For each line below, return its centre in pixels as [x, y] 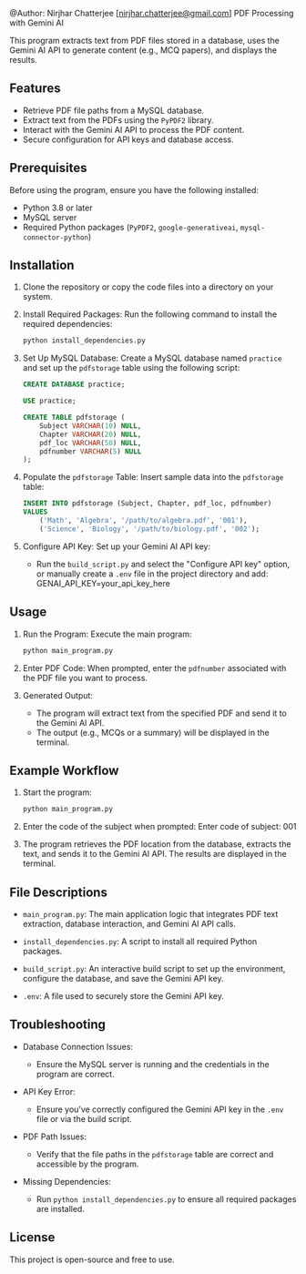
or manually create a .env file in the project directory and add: [152, 574]
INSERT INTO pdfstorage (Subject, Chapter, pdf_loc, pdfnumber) [147, 504]
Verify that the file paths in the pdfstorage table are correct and [155, 1154]
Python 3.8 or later [57, 208]
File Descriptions [58, 892]
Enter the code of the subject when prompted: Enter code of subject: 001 [159, 827]
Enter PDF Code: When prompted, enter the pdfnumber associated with [154, 668]
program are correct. [76, 1074]
